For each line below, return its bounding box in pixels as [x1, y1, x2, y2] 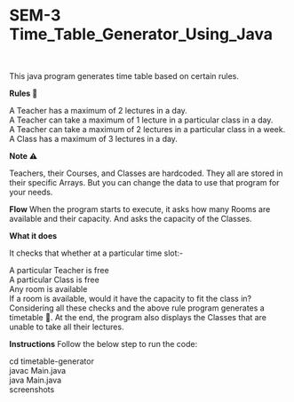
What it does [9, 230, 58, 240]
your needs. [9, 186, 53, 197]
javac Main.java [9, 365, 67, 375]
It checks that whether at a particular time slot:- [9, 248, 184, 258]
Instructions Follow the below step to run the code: [9, 338, 198, 349]
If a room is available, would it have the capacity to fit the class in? [9, 293, 251, 303]
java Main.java [9, 374, 62, 385]
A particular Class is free [9, 274, 99, 285]
